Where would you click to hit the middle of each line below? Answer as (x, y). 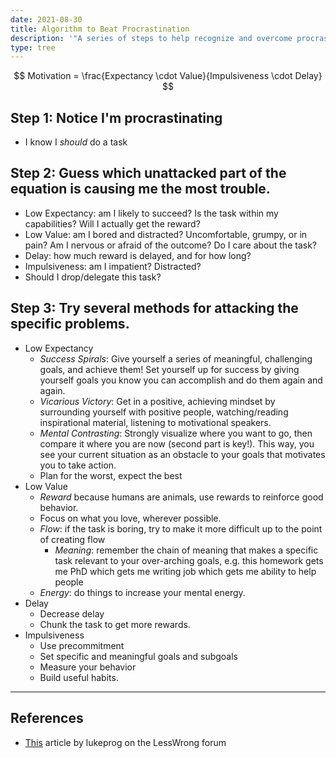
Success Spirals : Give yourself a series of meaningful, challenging (176, 358)
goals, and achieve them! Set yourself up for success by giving (169, 369)
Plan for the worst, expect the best (111, 475)
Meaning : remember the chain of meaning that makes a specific (186, 550)
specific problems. (70, 324)
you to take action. (78, 465)
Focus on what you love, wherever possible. (130, 518)
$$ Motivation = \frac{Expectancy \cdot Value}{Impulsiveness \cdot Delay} (168, 76)
